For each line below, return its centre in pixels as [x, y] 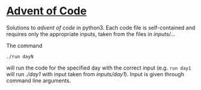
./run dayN [20, 56]
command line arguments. [39, 80]
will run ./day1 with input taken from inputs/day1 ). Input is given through [95, 74]
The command [24, 46]
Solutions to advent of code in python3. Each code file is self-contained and [101, 28]
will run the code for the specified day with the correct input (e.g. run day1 [99, 68]
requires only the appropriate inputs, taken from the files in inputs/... [91, 34]
